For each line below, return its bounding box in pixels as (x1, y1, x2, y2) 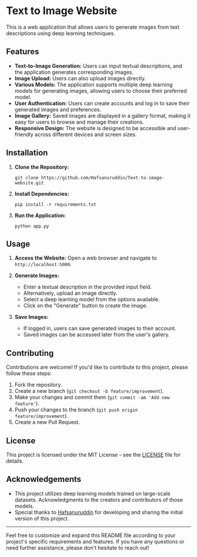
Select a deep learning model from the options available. (23, 296, 160, 303)
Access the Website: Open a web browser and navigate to (14, 254, 157, 261)
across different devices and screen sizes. (35, 131, 137, 138)
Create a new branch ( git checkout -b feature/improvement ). (14, 388, 164, 395)
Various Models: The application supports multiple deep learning (14, 81, 173, 88)
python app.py (14, 223, 49, 229)
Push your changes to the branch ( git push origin (14, 406, 138, 413)
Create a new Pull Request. (14, 419, 80, 426)
